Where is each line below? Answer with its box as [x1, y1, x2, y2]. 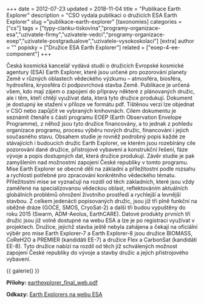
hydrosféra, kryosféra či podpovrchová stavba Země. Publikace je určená [6, 81, 190, 89]
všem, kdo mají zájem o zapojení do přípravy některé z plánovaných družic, [6, 88, 195, 95]
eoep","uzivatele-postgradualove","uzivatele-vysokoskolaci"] [6, 38, 159, 44]
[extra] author [160, 38, 195, 44]
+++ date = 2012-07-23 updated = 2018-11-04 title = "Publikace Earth [6, 5, 181, 12]
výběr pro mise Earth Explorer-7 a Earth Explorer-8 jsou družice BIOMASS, [6, 230, 193, 237]
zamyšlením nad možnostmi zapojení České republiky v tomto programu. [6, 159, 189, 166]
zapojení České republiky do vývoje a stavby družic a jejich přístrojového [6, 249, 189, 256]
